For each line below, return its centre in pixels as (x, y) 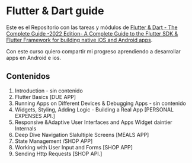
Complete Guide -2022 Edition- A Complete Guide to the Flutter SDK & (92, 33)
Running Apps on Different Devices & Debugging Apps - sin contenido (100, 103)
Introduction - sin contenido (49, 91)
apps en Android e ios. (33, 57)
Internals (25, 128)
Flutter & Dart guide (55, 11)
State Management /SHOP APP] (54, 141)
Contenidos (28, 76)
